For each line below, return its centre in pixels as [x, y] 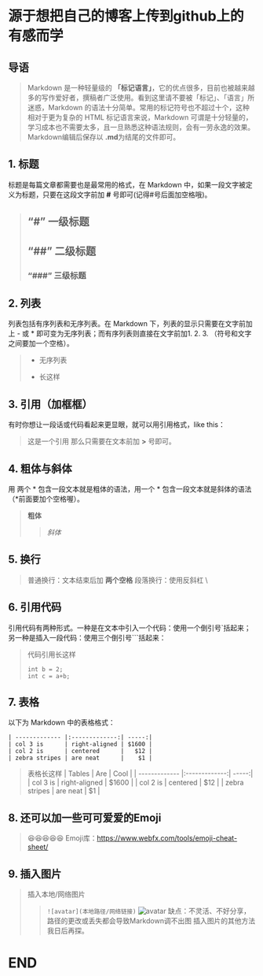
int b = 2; [45, 669]
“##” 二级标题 [62, 251]
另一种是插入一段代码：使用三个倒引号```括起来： [87, 637]
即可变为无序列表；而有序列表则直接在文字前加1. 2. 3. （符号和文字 [144, 334]
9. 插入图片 [35, 874]
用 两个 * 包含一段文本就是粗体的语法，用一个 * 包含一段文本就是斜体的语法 [130, 488]
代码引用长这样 [51, 654]
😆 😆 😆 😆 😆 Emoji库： [62, 838]
